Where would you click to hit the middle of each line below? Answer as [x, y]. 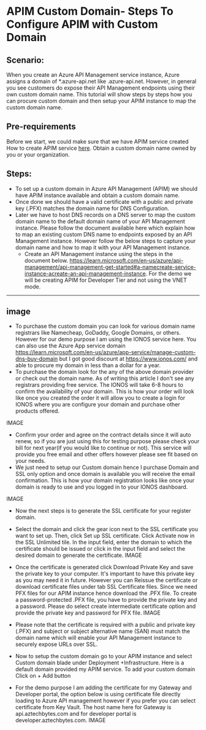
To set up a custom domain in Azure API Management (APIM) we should [106, 188]
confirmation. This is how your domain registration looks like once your [105, 481]
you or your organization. [38, 154]
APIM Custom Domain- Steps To [90, 11]
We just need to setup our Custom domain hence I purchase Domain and [107, 467]
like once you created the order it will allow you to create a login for [100, 398]
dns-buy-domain [36, 359]
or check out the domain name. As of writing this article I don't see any [105, 378]
